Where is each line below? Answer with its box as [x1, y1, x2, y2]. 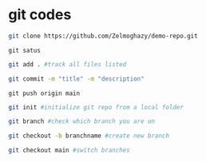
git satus [8, 46, 42, 54]
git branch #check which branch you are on [8, 117, 156, 125]
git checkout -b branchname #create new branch [8, 132, 170, 140]
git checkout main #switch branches [8, 146, 130, 155]
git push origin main [8, 89, 81, 97]
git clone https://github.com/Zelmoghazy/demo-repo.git [8, 32, 198, 40]
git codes [8, 6, 72, 24]
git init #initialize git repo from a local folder [8, 103, 184, 111]
